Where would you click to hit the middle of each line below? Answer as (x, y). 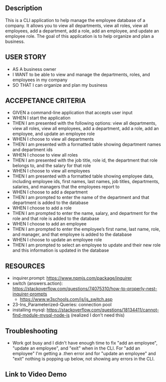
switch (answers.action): (38, 283)
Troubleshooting (32, 331)
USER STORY (26, 57)
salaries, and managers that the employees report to (66, 187)
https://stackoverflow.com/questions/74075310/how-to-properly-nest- (85, 289)
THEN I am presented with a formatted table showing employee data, (83, 176)
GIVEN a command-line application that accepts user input (72, 113)
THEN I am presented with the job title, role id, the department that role (85, 160)
